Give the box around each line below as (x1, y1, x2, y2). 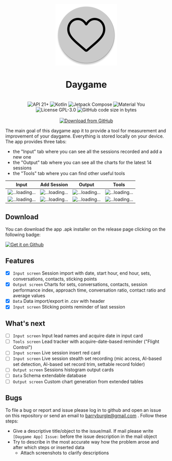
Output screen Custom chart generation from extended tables (12, 378, 144, 385)
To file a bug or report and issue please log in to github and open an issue (5, 407, 162, 413)
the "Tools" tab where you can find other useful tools (12, 170, 125, 176)
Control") (12, 344, 32, 351)
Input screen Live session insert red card (12, 350, 101, 356)
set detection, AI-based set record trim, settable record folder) (12, 361, 145, 368)
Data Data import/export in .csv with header (12, 298, 105, 304)
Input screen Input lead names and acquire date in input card (12, 333, 143, 339)
